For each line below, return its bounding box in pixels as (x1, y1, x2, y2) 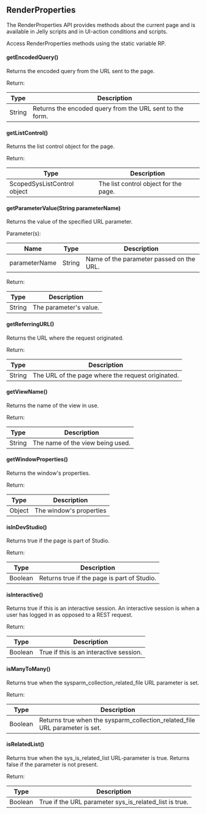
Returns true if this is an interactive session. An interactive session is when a (6, 605, 200, 612)
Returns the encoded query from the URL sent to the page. (6, 68, 155, 75)
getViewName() (6, 388, 48, 396)
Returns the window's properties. (6, 469, 91, 477)
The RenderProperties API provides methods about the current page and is (6, 21, 196, 28)
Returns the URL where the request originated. (6, 334, 124, 342)
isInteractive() (6, 591, 44, 598)
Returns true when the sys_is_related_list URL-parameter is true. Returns (6, 754, 190, 761)
